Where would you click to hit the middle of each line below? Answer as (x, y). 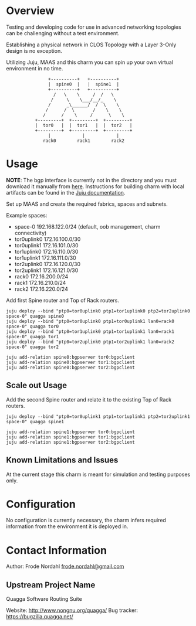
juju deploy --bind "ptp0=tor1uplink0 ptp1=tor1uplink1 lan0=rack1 (90, 331)
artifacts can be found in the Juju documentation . (66, 192)
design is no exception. (34, 50)
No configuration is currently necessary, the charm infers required (86, 520)
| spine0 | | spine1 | (83, 84)
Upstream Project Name (51, 585)
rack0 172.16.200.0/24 (41, 276)
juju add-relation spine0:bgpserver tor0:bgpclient (70, 357)
